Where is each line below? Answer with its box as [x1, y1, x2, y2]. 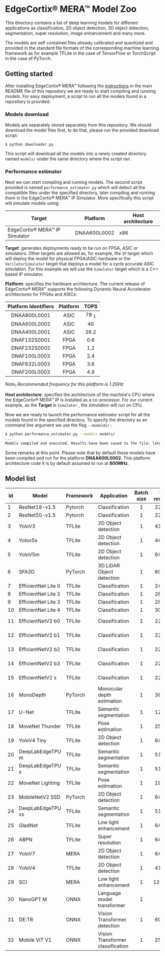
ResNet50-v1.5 [19, 511, 56, 518]
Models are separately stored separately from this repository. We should [5, 122, 152, 128]
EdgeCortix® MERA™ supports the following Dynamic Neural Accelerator [5, 286, 151, 292]
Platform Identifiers [7, 303, 54, 310]
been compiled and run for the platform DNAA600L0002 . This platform [5, 455, 151, 461]
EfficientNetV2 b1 [19, 631, 60, 638]
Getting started [5, 70, 53, 78]
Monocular [98, 685, 123, 692]
